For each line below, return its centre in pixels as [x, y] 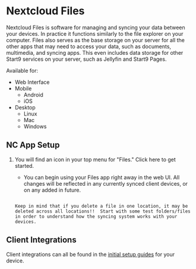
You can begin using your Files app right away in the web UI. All [102, 177]
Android [33, 95]
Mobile [23, 88]
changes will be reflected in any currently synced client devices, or [106, 183]
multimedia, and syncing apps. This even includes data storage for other [95, 52]
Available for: [22, 70]
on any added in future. [52, 190]
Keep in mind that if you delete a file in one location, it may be [101, 206]
